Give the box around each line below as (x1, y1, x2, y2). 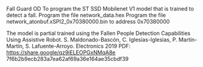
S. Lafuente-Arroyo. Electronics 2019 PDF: (25, 42, 131, 49)
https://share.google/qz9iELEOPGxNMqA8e (6, 49, 116, 56)
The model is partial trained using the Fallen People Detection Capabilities (6, 30, 191, 37)
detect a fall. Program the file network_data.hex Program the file (6, 11, 166, 19)
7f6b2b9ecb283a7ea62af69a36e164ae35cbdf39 (6, 56, 129, 62)
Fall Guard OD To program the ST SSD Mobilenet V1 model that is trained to (6, 5, 194, 12)
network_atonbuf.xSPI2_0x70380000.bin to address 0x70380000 (6, 18, 170, 25)
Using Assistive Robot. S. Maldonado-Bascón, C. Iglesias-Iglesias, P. (6, 36, 178, 43)
